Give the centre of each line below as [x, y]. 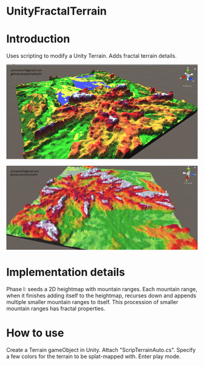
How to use [35, 333]
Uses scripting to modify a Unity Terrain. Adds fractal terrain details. [92, 56]
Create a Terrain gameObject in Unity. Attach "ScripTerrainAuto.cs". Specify [101, 350]
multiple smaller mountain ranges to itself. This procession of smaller [92, 302]
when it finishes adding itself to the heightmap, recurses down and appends [101, 295]
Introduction [38, 39]
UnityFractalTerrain [57, 11]
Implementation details [66, 272]
